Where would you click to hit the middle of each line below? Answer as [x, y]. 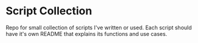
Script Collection [49, 11]
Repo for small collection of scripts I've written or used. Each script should [99, 27]
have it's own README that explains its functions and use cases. [87, 33]
